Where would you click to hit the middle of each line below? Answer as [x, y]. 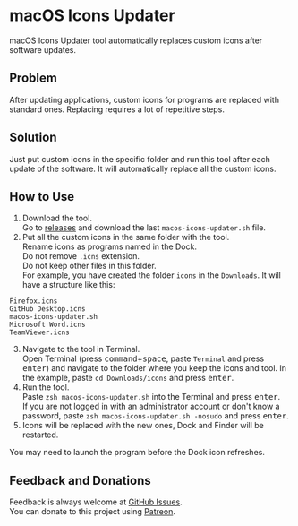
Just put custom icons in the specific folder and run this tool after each [140, 159]
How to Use [42, 197]
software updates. [43, 49]
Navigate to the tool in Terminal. [81, 349]
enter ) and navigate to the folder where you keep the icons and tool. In [154, 368]
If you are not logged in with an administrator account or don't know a [151, 406]
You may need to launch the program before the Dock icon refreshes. [137, 453]
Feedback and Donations [81, 480]
